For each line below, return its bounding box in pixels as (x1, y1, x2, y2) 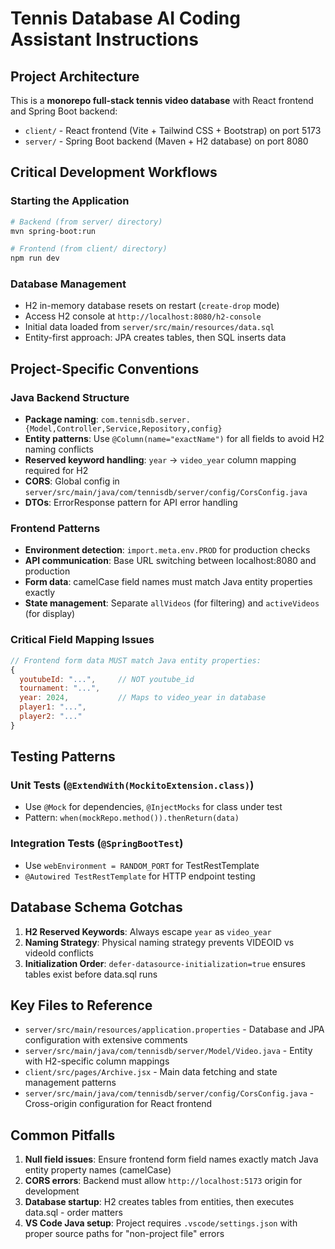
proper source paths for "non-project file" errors (24, 1228, 225, 1240)
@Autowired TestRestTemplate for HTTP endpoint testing (24, 870, 256, 882)
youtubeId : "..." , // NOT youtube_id (19, 674, 195, 684)
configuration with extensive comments (24, 1034, 188, 1046)
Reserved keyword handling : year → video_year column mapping (24, 454, 297, 466)
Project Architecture (10, 68, 140, 85)
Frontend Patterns (10, 522, 101, 536)
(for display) (24, 608, 76, 620)
